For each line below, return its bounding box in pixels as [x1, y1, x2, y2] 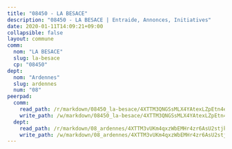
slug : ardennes [13, 80, 57, 87]
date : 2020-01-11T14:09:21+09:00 [7, 23, 104, 30]
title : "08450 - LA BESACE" [7, 10, 88, 17]
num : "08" [13, 87, 41, 93]
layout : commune [7, 36, 54, 43]
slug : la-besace [13, 55, 60, 62]
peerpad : [7, 93, 32, 100]
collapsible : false [7, 29, 64, 36]
